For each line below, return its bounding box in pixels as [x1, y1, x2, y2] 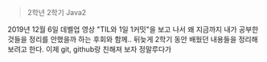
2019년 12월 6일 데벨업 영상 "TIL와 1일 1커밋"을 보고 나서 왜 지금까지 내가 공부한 [7, 25, 259, 34]
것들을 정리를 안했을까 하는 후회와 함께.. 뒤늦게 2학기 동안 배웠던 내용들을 [7, 35, 237, 44]
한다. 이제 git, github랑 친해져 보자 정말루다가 [28, 45, 172, 54]
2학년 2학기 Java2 [27, 8, 87, 17]
